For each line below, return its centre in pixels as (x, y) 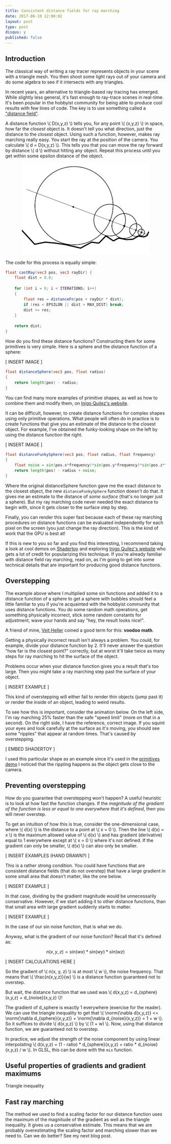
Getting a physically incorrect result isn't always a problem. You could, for (83, 640)
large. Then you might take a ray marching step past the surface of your (81, 671)
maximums (23, 1073)
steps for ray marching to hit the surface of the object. (62, 656)
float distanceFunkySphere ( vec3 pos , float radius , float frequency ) (81, 454)
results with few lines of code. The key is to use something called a (76, 108)
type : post (17, 27)
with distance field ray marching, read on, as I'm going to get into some (80, 559)
